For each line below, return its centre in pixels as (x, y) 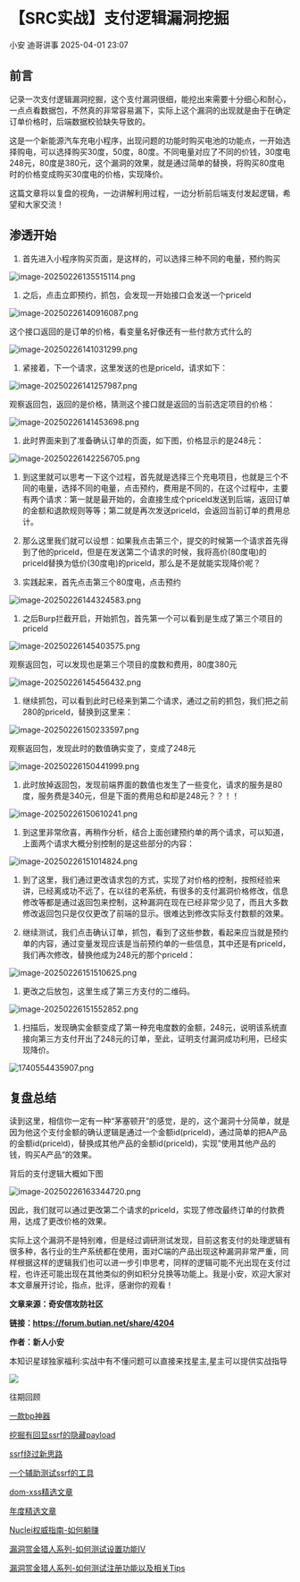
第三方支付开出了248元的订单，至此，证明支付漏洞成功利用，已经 (158, 1039)
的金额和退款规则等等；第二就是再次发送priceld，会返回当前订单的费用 (152, 510)
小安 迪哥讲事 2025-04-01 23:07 (69, 45)
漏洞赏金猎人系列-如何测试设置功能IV (77, 1549)
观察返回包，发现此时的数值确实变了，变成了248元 (103, 748)
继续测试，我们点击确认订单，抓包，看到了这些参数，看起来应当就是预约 (155, 932)
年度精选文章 (33, 1511)
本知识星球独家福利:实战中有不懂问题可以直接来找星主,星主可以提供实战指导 (149, 1361)
